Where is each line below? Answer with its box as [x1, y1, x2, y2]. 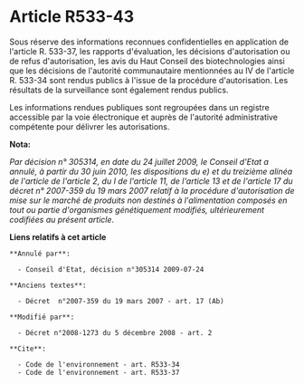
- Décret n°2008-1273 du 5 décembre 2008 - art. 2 [17, 328, 213, 337]
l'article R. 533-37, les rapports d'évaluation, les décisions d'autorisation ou [9, 45, 290, 56]
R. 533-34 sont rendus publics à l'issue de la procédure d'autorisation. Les [9, 74, 289, 85]
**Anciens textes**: [9, 281, 88, 290]
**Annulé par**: [9, 249, 71, 258]
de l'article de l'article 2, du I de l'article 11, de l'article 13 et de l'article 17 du [9, 175, 293, 187]
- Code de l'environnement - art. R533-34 [17, 360, 180, 369]
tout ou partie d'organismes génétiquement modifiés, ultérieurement [9, 204, 265, 215]
